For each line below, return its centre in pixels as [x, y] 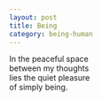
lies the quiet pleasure [50, 78]
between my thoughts [49, 68]
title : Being [33, 26]
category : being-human [51, 34]
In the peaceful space [49, 59]
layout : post [33, 17]
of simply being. [39, 87]
